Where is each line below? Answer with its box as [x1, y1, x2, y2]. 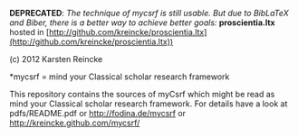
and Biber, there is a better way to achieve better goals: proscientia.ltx [9, 17, 275, 28]
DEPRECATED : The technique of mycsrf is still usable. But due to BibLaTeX [9, 8, 289, 18]
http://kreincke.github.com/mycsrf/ [9, 117, 140, 128]
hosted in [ [9, 27, 50, 37]
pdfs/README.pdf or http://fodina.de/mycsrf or [9, 108, 187, 118]
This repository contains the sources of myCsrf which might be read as [9, 89, 275, 99]
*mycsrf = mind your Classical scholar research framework [9, 71, 230, 82]
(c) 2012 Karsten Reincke [9, 54, 103, 64]
